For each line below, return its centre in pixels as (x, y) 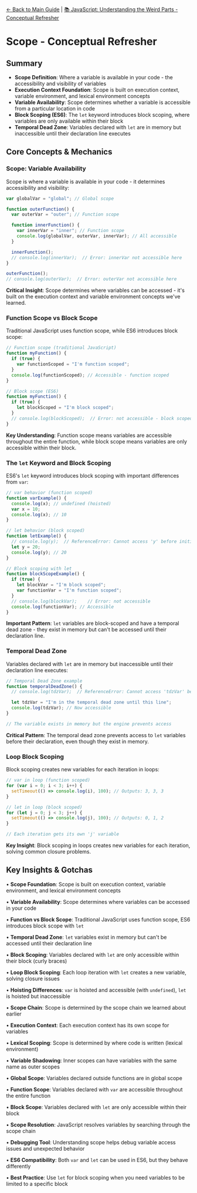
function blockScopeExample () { (45, 574)
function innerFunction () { (46, 225)
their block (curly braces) (37, 961)
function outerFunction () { (40, 209)
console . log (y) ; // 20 (39, 552)
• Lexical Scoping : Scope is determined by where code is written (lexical (94, 1043)
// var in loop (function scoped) (48, 780)
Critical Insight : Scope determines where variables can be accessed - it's (95, 290)
